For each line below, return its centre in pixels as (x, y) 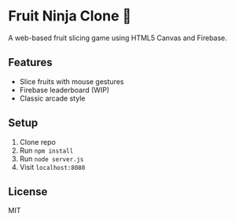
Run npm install (46, 150)
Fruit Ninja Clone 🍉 (70, 16)
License (28, 192)
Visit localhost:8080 (52, 167)
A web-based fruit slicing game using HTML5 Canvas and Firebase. (118, 38)
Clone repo (38, 142)
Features (30, 63)
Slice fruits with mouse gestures (72, 81)
